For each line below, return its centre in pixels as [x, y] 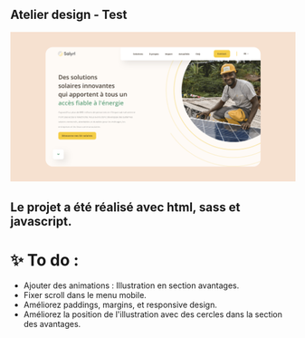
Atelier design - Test [69, 15]
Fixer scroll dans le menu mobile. [85, 295]
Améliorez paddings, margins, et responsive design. [120, 305]
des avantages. [52, 324]
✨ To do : [45, 260]
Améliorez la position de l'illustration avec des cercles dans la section [153, 314]
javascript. [41, 221]
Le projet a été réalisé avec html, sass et [125, 207]
